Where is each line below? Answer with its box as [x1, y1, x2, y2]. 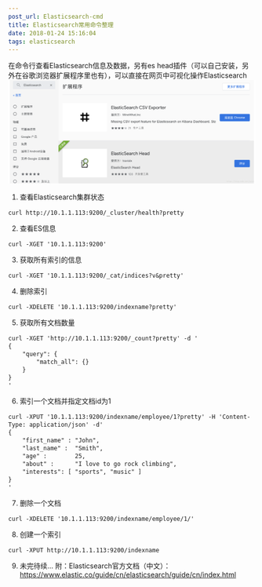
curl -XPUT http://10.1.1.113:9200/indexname [8, 546, 159, 555]
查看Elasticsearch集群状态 [19, 192, 104, 202]
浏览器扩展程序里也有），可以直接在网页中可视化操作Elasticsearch [35, 71, 247, 80]
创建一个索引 [19, 530, 61, 539]
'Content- [218, 413, 251, 421]
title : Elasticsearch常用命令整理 [8, 20, 114, 29]
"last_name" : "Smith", [22, 444, 104, 453]
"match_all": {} [36, 358, 89, 366]
